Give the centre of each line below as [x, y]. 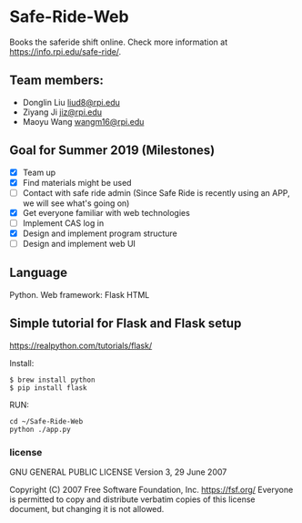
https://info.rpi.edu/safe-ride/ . [65, 51]
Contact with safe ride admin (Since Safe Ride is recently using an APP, [156, 192]
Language [39, 273]
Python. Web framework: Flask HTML [80, 294]
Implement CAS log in [63, 223]
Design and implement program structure [100, 233]
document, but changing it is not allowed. [87, 508]
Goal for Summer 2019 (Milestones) [112, 151]
